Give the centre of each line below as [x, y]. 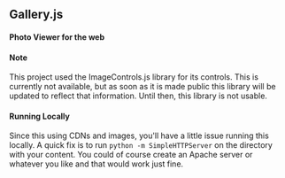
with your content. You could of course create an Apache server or [131, 155]
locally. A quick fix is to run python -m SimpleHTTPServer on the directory [141, 145]
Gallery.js [36, 15]
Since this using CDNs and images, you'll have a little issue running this [139, 135]
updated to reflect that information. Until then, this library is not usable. [139, 96]
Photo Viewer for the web [57, 37]
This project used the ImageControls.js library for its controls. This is [134, 77]
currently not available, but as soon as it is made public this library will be [142, 87]
